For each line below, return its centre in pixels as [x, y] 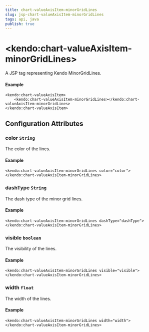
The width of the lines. [28, 298]
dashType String [26, 188]
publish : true [20, 24]
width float [19, 287]
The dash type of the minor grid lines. [44, 199]
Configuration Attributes [44, 123]
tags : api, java [22, 19]
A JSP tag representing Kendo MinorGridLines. [53, 73]
